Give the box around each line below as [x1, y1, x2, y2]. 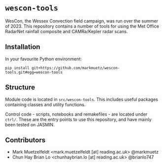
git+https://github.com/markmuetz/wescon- [31, 65, 120, 70]
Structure [5, 83, 35, 92]
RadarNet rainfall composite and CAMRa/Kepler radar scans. [5, 28, 128, 34]
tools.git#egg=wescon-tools [5, 70, 63, 75]
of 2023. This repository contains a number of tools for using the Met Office [5, 23, 159, 29]
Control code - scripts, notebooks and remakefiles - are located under [5, 111, 148, 117]
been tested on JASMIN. [5, 122, 55, 127]
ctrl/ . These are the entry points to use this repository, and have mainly [5, 116, 152, 122]
